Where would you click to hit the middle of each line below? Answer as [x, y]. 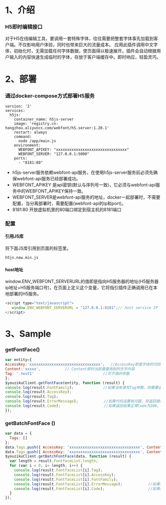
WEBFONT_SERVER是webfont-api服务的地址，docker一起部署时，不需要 [86, 197]
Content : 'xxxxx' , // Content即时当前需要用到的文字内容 [70, 369]
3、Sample [28, 333]
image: [21, 124]
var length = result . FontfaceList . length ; [54, 461]
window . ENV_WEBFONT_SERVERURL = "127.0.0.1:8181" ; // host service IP [85, 308]
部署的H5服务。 [25, 294]
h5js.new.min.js [22, 258]
